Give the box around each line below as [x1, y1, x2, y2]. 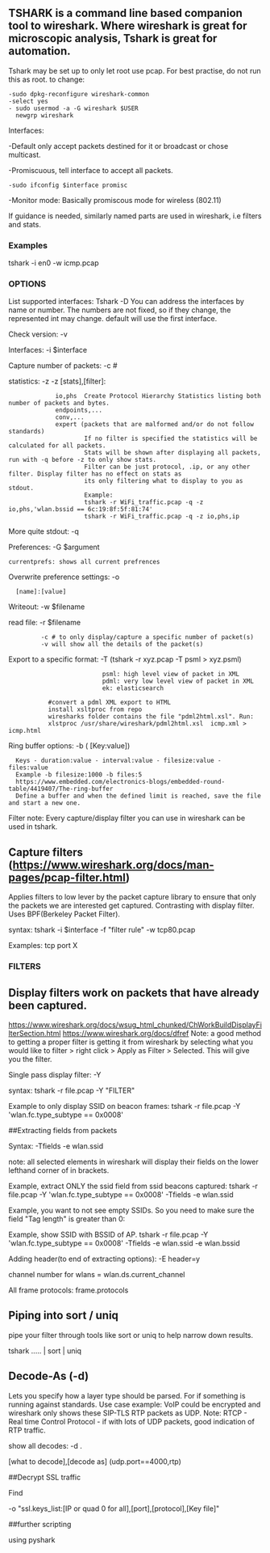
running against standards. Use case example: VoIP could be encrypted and [8, 1399, 261, 1409]
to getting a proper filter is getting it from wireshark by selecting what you [8, 1037, 254, 1047]
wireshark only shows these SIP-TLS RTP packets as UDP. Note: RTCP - [8, 1407, 247, 1418]
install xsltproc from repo [48, 705, 143, 714]
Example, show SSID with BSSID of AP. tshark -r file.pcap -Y [8, 1229, 209, 1239]
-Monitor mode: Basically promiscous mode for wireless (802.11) [8, 195, 222, 205]
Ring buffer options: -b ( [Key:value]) [8, 741, 131, 751]
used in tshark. [8, 822, 58, 832]
